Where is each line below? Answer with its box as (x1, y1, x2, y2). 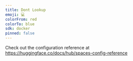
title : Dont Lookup (5, 7, 46, 13)
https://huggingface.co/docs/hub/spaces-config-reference (5, 50, 128, 56)
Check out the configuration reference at (5, 45, 90, 50)
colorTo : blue (5, 21, 35, 27)
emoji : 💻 (5, 12, 25, 17)
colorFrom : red (5, 17, 37, 22)
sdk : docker (5, 26, 30, 31)
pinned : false (5, 31, 35, 36)
